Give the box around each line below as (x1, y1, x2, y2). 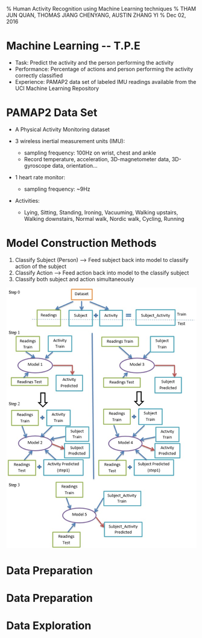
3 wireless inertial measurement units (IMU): (14, 137, 125, 144)
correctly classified (14, 72, 63, 79)
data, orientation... (52, 162, 98, 169)
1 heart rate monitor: (14, 173, 66, 180)
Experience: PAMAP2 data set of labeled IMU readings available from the (14, 78, 197, 85)
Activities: (14, 197, 40, 204)
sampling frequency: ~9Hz (24, 185, 90, 193)
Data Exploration (6, 619, 92, 633)
